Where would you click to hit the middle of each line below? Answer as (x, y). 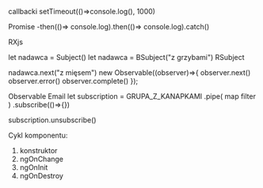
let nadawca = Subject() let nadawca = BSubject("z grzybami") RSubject (126, 57)
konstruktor (38, 150)
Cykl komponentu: (38, 135)
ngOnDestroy (41, 176)
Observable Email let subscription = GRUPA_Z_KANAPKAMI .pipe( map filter (132, 96)
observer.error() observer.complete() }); (73, 81)
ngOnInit (34, 167)
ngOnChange (42, 159)
